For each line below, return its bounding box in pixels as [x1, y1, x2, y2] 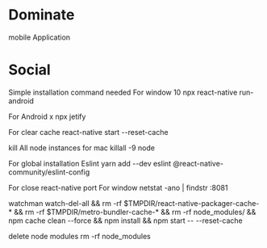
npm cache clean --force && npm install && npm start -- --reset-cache [8, 216, 244, 225]
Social [8, 61, 51, 79]
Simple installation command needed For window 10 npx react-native [8, 87, 238, 97]
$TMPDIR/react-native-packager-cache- [123, 198, 260, 208]
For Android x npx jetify [8, 111, 86, 121]
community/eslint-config [8, 167, 90, 177]
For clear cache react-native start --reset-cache [8, 127, 169, 137]
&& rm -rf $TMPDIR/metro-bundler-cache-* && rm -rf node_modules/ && [13, 207, 257, 216]
